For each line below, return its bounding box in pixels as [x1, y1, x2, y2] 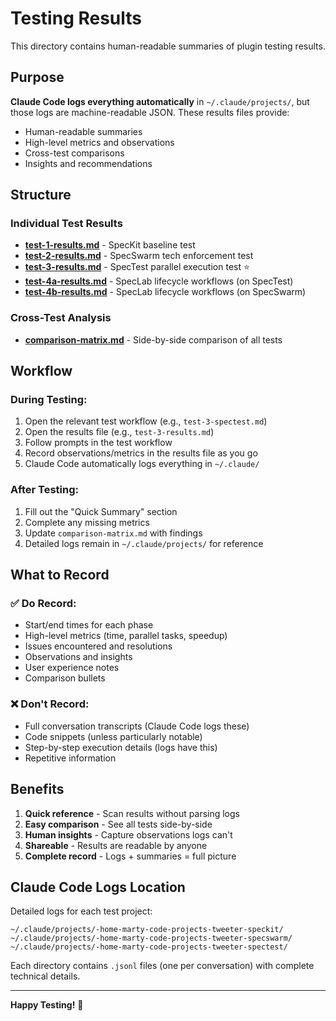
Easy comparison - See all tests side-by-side [24, 818, 213, 830]
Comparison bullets [24, 672, 106, 684]
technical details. [10, 970, 81, 982]
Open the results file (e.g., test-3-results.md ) [24, 426, 215, 438]
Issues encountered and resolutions [24, 640, 173, 652]
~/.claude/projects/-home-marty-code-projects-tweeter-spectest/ [10, 942, 288, 952]
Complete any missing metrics [24, 516, 150, 528]
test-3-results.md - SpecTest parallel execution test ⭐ [24, 261, 250, 273]
